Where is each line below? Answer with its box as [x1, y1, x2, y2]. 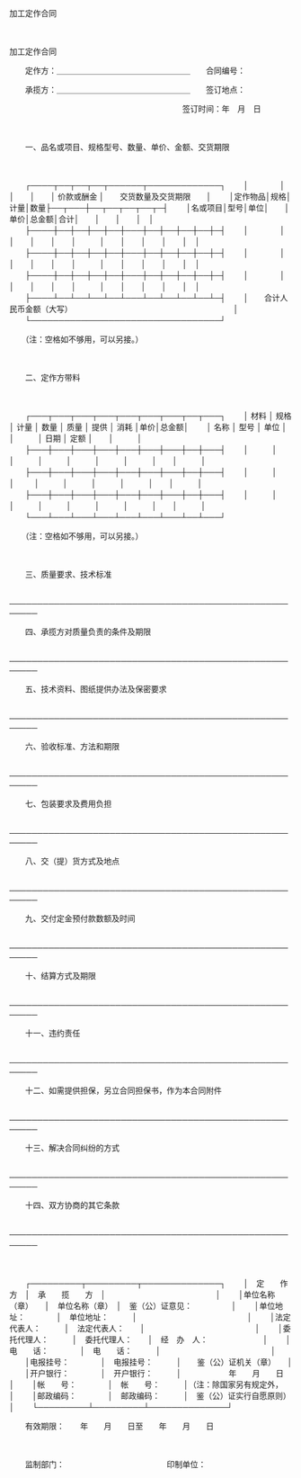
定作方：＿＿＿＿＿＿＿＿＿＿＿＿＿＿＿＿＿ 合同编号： [24, 66, 245, 76]
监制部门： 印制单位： [24, 1459, 207, 1469]
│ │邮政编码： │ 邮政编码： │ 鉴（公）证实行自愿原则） [9, 1391, 288, 1401]
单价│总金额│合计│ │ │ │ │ [9, 214, 155, 224]
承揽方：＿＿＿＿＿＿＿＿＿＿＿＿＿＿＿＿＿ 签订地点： [24, 85, 245, 94]
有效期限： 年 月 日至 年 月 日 [24, 1420, 214, 1431]
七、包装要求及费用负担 [24, 799, 112, 809]
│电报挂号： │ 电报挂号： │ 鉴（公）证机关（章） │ [24, 1357, 293, 1367]
